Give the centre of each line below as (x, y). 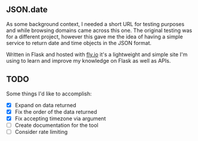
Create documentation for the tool (56, 125)
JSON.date (27, 10)
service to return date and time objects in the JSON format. (79, 43)
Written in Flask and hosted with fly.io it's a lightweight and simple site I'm (97, 54)
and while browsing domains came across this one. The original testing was (99, 30)
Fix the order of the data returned (56, 111)
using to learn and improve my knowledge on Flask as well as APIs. (89, 60)
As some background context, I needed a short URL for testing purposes (95, 24)
